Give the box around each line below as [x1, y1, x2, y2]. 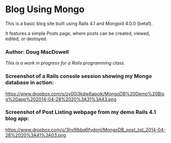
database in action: [5, 79, 54, 86]
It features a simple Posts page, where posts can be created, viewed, [5, 30, 150, 36]
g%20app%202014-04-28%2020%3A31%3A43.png [5, 96, 117, 102]
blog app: [5, 115, 30, 122]
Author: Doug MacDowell [5, 48, 69, 55]
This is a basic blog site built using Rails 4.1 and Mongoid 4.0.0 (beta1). [5, 20, 153, 26]
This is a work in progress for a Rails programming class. [5, 60, 126, 66]
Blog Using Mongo [5, 4, 85, 15]
